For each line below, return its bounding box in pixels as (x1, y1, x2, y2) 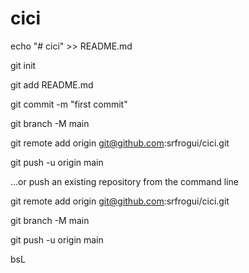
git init (10, 59, 37, 71)
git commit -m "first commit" (10, 98, 128, 110)
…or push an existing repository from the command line (10, 175, 239, 187)
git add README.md (10, 78, 94, 91)
